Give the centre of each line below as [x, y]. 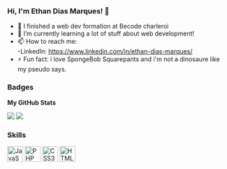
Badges [20, 88]
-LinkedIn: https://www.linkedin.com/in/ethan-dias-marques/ [105, 51]
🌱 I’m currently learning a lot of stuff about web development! [105, 33]
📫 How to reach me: [47, 42]
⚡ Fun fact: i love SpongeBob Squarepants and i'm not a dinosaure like [118, 59]
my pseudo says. [42, 70]
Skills [17, 135]
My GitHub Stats [32, 102]
